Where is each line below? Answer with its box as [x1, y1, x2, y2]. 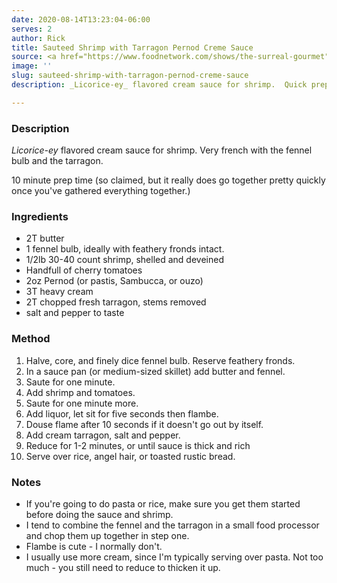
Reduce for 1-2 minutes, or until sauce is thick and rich [25, 439, 251, 451]
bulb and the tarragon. [11, 155, 104, 167]
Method [11, 332, 51, 346]
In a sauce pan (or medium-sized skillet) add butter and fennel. [25, 365, 286, 377]
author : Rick [11, 33, 66, 43]
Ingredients [11, 209, 69, 223]
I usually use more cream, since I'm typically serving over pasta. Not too [25, 551, 324, 563]
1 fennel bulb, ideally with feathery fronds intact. [25, 243, 225, 255]
